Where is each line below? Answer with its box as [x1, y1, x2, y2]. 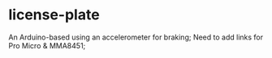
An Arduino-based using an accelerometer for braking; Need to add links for [8, 32, 264, 42]
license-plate [8, 6, 100, 24]
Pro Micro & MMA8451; [8, 40, 86, 50]
